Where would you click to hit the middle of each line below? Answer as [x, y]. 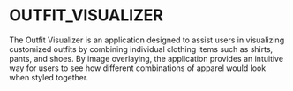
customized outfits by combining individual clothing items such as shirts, [141, 49]
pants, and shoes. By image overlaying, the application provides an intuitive [146, 58]
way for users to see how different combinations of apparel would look [138, 68]
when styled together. [49, 77]
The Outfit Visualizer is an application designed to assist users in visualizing [147, 40]
